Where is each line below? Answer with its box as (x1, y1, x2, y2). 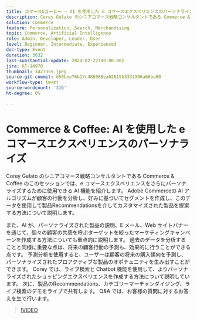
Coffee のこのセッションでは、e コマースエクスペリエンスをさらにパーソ (6, 179, 182, 186)
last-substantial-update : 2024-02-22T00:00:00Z (6, 57, 125, 63)
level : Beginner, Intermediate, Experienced (6, 42, 117, 47)
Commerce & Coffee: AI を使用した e (6, 123, 186, 135)
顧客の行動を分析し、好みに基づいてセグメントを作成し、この (36, 194, 186, 201)
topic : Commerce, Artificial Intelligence (6, 30, 111, 36)
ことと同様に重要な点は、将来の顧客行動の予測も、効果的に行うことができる (6, 243, 191, 250)
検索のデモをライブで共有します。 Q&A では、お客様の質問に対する (16, 287, 179, 294)
